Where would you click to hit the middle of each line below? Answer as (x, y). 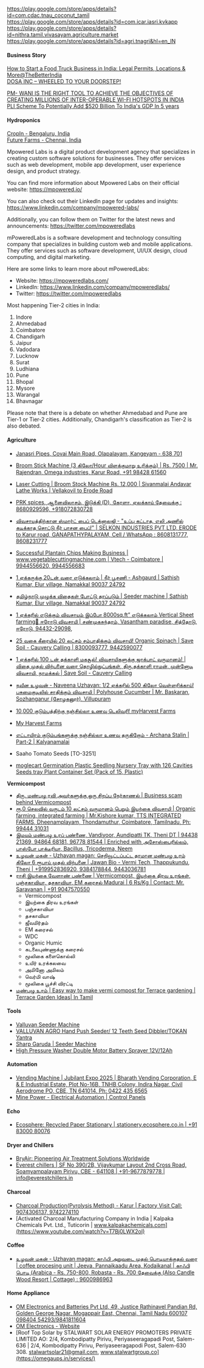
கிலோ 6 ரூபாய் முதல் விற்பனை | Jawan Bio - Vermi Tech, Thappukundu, (103, 862)
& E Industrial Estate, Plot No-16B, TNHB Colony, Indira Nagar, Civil (99, 1085)
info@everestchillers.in (44, 1178)
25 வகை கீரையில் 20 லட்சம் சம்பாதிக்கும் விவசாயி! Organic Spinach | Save (104, 641)
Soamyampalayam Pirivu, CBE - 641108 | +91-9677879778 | (90, 1172)
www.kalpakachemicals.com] (131, 1224)
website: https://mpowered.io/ (45, 189)
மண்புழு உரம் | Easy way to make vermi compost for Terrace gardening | (106, 990)
